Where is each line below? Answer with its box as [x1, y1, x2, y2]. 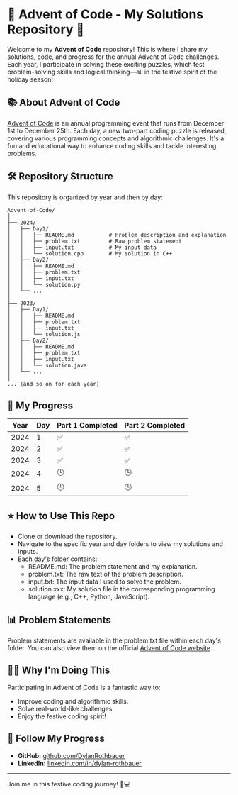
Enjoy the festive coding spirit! [17, 712, 106, 721]
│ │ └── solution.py [7, 281, 81, 288]
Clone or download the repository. [17, 532, 118, 541]
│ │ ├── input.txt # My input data [7, 244, 157, 251]
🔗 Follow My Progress [7, 733, 105, 745]
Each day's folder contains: [17, 555, 98, 563]
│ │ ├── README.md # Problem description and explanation [7, 231, 227, 238]
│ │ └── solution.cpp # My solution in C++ [7, 250, 173, 257]
